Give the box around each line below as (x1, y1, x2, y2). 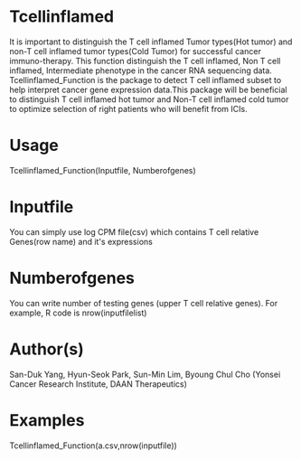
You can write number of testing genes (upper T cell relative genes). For (9, 297, 278, 308)
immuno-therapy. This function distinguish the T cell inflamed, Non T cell (9, 55, 281, 66)
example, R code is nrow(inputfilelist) (9, 307, 147, 318)
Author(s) (9, 339, 84, 359)
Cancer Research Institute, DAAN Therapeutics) (9, 378, 188, 390)
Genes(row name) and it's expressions (9, 236, 154, 247)
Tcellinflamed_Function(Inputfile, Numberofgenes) (9, 164, 196, 175)
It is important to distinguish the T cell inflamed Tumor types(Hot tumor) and (9, 36, 293, 47)
